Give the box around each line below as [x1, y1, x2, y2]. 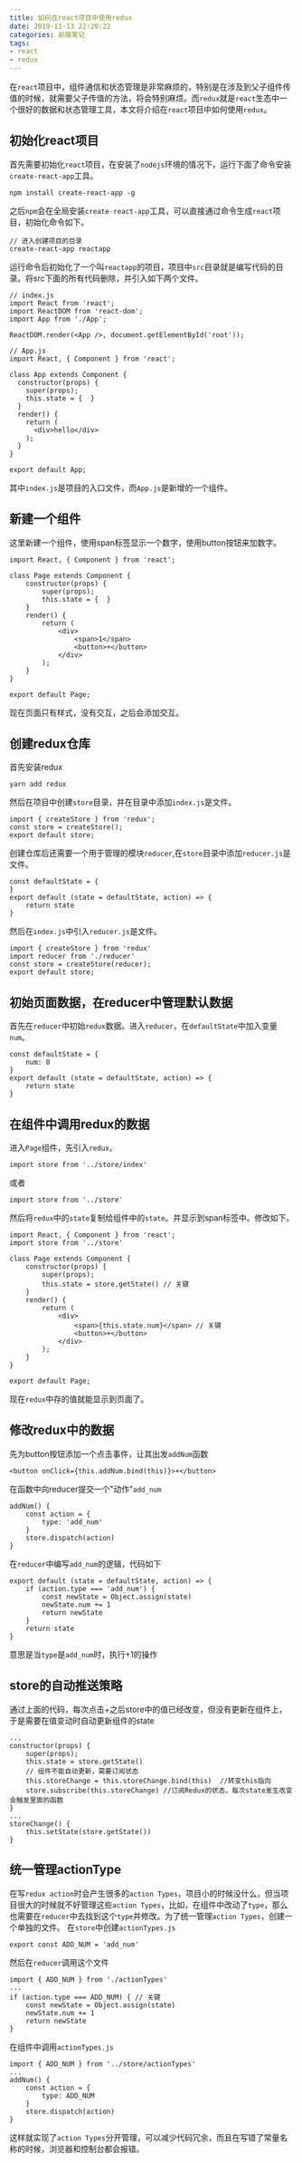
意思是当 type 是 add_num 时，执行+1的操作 [9, 1648, 158, 1659]
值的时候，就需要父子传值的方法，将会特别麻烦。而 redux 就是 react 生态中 [9, 92, 280, 103]
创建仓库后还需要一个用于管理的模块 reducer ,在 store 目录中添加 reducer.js [9, 848, 283, 859]
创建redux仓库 [9, 736, 91, 752]
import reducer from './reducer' [9, 952, 136, 961]
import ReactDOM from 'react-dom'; [9, 306, 144, 315]
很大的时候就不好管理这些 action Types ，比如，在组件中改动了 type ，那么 [16, 1899, 288, 1910]
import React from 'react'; [9, 298, 116, 308]
